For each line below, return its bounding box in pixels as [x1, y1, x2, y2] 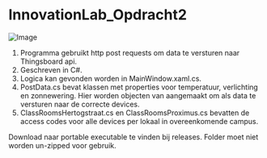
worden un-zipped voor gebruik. [8, 140, 117, 150]
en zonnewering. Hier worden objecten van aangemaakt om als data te [19, 90, 256, 100]
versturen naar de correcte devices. [19, 99, 140, 109]
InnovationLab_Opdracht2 [8, 6, 188, 24]
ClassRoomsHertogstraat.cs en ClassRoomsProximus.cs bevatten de [19, 107, 250, 118]
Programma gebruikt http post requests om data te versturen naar [19, 48, 240, 57]
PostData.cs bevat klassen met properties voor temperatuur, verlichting [19, 82, 259, 92]
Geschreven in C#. [19, 64, 83, 74]
